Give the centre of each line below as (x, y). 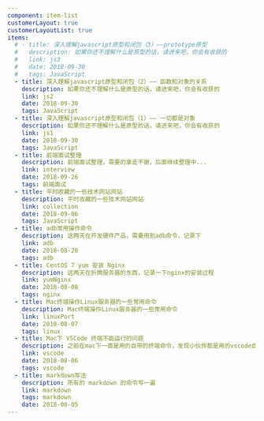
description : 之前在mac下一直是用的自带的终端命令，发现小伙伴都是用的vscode (137, 346)
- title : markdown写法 (50, 375)
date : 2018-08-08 (50, 288)
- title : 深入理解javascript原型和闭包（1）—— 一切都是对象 (105, 118)
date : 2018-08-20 (50, 250)
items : (18, 38)
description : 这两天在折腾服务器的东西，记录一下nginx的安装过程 (118, 273)
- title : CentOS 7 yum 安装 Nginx (70, 265)
